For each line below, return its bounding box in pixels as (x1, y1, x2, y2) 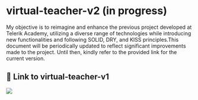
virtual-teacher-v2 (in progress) (6, 4, 168, 18)
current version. (6, 55, 46, 62)
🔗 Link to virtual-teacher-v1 (6, 72, 110, 82)
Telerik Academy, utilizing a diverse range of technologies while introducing (6, 29, 191, 36)
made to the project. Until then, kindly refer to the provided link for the (6, 48, 177, 55)
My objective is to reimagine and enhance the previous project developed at (6, 24, 192, 31)
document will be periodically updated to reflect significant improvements (6, 42, 186, 49)
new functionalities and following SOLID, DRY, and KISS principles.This (6, 36, 179, 43)
